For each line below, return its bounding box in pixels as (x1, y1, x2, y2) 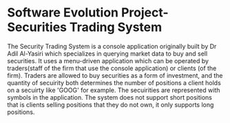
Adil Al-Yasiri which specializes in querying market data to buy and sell (7, 49, 208, 58)
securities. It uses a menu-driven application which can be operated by (7, 56, 209, 65)
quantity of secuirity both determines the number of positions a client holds (7, 78, 222, 87)
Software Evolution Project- (7, 5, 169, 21)
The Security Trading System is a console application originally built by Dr (7, 42, 217, 50)
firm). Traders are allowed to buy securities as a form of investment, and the (7, 71, 223, 80)
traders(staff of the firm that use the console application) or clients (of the (7, 64, 217, 72)
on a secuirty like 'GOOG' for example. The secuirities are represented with (7, 86, 220, 94)
